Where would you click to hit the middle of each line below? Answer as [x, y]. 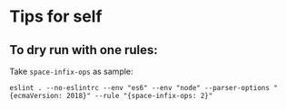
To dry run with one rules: [84, 50]
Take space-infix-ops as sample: [71, 71]
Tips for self [56, 17]
